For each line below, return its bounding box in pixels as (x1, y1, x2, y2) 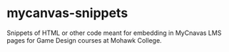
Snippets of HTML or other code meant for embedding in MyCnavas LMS (6, 28, 222, 37)
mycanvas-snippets (6, 5, 128, 21)
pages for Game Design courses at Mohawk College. (6, 36, 162, 44)
